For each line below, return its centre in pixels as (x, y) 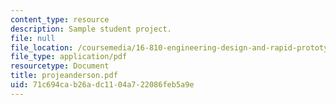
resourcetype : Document (60, 66)
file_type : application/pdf (69, 57)
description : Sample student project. (91, 29)
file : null (33, 38)
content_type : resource (60, 19)
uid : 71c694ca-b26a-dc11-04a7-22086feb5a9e (102, 85)
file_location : (42, 47)
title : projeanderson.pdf (64, 76)
